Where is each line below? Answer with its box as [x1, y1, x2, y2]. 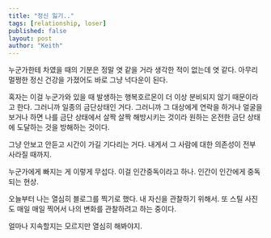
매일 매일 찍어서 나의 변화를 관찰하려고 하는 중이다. [16, 204, 176, 214]
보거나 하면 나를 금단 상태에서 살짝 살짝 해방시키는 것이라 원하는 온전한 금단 [8, 112, 246, 122]
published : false [8, 27, 67, 35]
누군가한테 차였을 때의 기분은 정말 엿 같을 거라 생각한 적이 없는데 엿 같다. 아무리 [8, 65, 259, 75]
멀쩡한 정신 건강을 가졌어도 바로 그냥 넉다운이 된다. [8, 75, 168, 85]
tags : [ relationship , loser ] [8, 19, 107, 27]
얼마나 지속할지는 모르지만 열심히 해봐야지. [8, 221, 143, 231]
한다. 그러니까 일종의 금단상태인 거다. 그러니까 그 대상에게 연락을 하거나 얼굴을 [16, 102, 263, 112]
